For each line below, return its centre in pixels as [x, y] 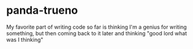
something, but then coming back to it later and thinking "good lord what [97, 33]
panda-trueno [42, 10]
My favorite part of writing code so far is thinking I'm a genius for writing [97, 27]
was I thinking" [25, 39]
